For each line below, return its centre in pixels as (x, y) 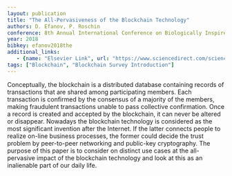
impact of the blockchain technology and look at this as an (120, 158)
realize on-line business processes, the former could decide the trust (105, 136)
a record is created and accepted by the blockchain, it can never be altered (114, 114)
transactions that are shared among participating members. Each (99, 92)
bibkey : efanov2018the (40, 46)
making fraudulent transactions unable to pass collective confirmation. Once (116, 106)
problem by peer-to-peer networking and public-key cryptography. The (109, 143)
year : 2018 (23, 39)
